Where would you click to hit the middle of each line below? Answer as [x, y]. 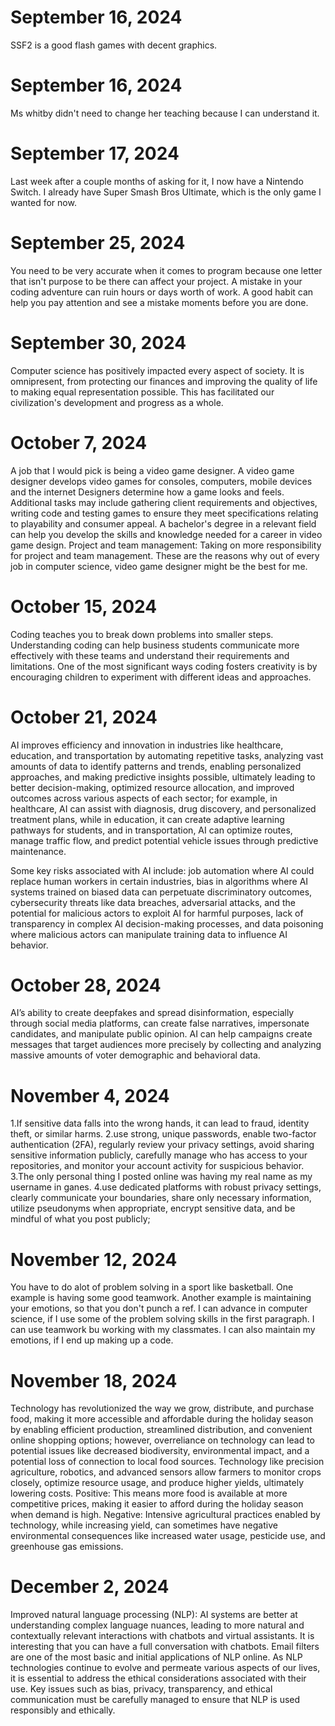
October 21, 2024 [84, 717]
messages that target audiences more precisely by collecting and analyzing [166, 1045]
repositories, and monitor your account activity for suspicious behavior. [157, 1166]
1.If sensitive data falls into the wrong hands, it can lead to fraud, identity [160, 1123]
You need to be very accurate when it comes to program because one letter [166, 270]
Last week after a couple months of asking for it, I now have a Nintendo [157, 181]
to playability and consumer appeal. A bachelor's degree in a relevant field [163, 523]
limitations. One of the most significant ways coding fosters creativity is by [164, 666]
